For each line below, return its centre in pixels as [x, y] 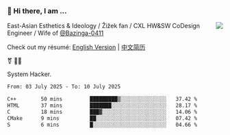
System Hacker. [29, 74]
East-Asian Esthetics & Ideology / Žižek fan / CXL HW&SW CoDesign [104, 26]
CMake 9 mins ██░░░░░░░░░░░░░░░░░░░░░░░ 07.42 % [102, 118]
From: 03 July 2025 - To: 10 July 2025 [64, 87]
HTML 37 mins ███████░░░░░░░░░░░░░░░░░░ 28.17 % [102, 106]
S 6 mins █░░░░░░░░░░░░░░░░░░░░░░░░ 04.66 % [102, 125]
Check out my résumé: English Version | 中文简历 [76, 47]
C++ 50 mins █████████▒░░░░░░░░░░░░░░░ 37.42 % [102, 99]
